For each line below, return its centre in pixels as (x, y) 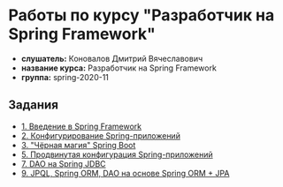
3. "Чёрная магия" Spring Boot (78, 145)
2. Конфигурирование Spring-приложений (100, 135)
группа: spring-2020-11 (65, 77)
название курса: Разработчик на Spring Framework (119, 68)
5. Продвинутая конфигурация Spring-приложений (117, 154)
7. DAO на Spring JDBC (64, 163)
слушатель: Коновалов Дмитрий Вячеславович (112, 58)
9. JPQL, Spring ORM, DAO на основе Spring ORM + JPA (125, 173)
